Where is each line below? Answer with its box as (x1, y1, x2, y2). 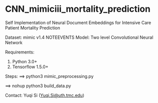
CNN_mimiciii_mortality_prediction (5, 3, 151, 15)
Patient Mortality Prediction (5, 25, 60, 30)
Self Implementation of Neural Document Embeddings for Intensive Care (5, 20, 151, 26)
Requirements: (5, 49, 34, 55)
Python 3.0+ (12, 58, 38, 64)
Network (5, 39, 23, 45)
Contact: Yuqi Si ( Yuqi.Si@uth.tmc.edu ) (5, 92, 84, 98)
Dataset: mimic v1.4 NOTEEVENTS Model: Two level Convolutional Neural (5, 34, 154, 40)
